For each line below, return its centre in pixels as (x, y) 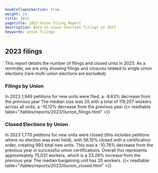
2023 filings (24, 51)
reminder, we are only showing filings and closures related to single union (79, 68)
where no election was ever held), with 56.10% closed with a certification (78, 140)
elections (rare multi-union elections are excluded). (56, 73)
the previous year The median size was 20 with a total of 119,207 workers (78, 101)
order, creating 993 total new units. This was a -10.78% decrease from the (79, 145)
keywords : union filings (30, 32)
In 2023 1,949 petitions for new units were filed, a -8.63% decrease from (78, 97)
